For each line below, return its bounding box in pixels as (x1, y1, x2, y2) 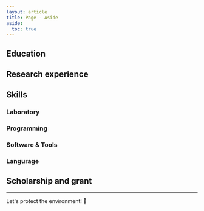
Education (6, 48, 46, 58)
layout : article (6, 9, 47, 15)
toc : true (12, 26, 36, 32)
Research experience (6, 69, 89, 80)
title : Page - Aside (6, 15, 59, 21)
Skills (6, 89, 27, 100)
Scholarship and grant (6, 176, 92, 186)
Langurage (6, 157, 39, 165)
